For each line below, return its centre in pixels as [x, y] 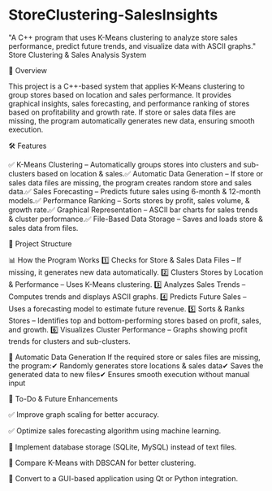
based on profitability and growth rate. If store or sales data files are [122, 112]
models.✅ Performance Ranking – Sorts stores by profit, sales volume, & [129, 200]
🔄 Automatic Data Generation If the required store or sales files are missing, [135, 357]
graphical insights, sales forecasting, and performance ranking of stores [129, 103]
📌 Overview [28, 70]
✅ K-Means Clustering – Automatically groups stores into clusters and [125, 164]
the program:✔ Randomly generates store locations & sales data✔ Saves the [136, 365]
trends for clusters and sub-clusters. [70, 341]
